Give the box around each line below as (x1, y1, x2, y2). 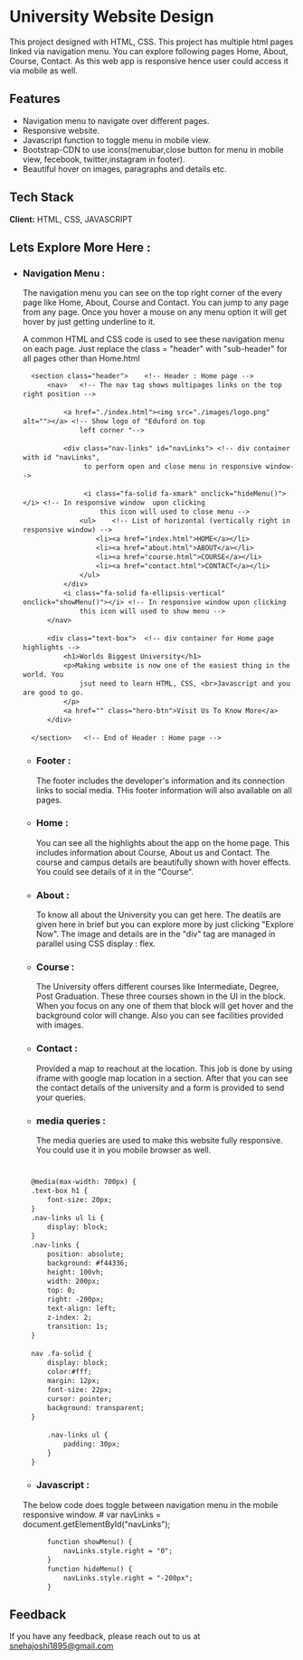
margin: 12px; (46, 1377, 100, 1386)
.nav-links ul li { (31, 1214, 104, 1223)
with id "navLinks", (22, 453, 100, 462)
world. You (22, 670, 64, 679)
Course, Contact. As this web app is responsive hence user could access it (9, 55, 289, 66)
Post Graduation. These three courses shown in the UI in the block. (35, 991, 287, 1001)
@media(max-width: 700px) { (31, 1178, 137, 1187)
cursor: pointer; (46, 1395, 113, 1404)
